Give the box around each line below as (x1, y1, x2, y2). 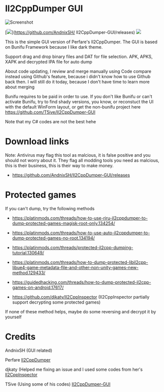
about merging (5, 84, 35, 90)
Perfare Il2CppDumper (5, 357, 51, 363)
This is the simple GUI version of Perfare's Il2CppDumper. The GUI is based (5, 39, 158, 45)
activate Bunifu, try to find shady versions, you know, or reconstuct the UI (5, 99, 154, 105)
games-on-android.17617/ (12, 284, 64, 290)
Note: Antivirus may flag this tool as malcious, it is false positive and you (5, 152, 151, 158)
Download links (5, 136, 70, 147)
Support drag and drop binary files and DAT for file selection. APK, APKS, (5, 54, 153, 59)
